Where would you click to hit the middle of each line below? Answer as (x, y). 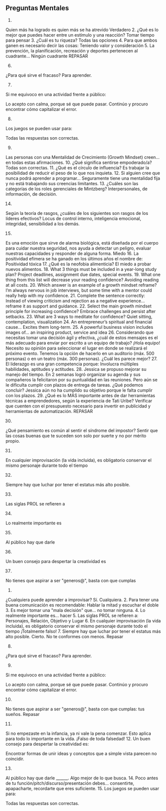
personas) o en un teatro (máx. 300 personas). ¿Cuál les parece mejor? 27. (82, 358)
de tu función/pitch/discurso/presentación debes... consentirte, (70, 783)
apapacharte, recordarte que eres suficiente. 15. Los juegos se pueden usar (83, 788)
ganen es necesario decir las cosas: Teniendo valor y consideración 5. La (80, 45)
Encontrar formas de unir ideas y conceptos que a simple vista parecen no (81, 753)
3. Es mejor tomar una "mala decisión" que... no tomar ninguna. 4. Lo (76, 610)
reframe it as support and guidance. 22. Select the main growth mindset (79, 306)
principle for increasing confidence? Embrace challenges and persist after (81, 311)
